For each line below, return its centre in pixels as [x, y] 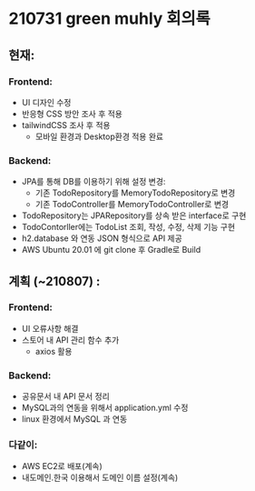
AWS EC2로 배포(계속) [62, 466]
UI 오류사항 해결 [50, 328]
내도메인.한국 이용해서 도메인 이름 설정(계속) [100, 477]
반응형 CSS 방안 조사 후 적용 [72, 114]
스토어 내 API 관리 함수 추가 [70, 340]
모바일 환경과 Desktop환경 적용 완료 [99, 136]
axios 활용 [54, 351]
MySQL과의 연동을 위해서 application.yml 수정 [105, 408]
